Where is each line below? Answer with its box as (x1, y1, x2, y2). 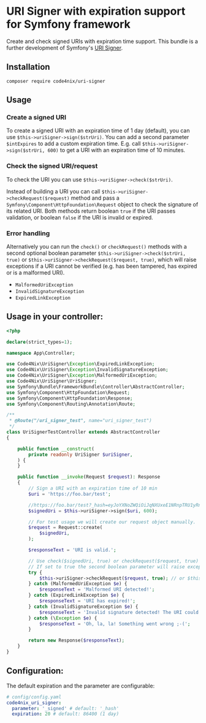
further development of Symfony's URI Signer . (6, 44, 123, 51)
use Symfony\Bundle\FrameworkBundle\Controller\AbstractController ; (6, 384, 185, 390)
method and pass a (71, 194, 120, 202)
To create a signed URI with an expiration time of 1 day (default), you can (6, 127, 190, 134)
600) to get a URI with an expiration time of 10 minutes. (47, 146, 186, 154)
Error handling (6, 229, 50, 237)
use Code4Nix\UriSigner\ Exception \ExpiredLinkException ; (6, 361, 155, 367)
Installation (6, 62, 50, 72)
